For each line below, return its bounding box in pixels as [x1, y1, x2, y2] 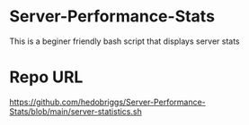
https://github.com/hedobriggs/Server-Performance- [9, 96, 207, 107]
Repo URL [9, 67, 84, 87]
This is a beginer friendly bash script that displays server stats [9, 36, 240, 46]
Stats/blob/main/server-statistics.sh [9, 105, 142, 117]
